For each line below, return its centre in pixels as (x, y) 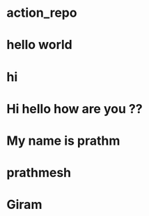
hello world (39, 45)
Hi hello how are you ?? (75, 109)
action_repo (42, 13)
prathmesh (39, 173)
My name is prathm (63, 141)
